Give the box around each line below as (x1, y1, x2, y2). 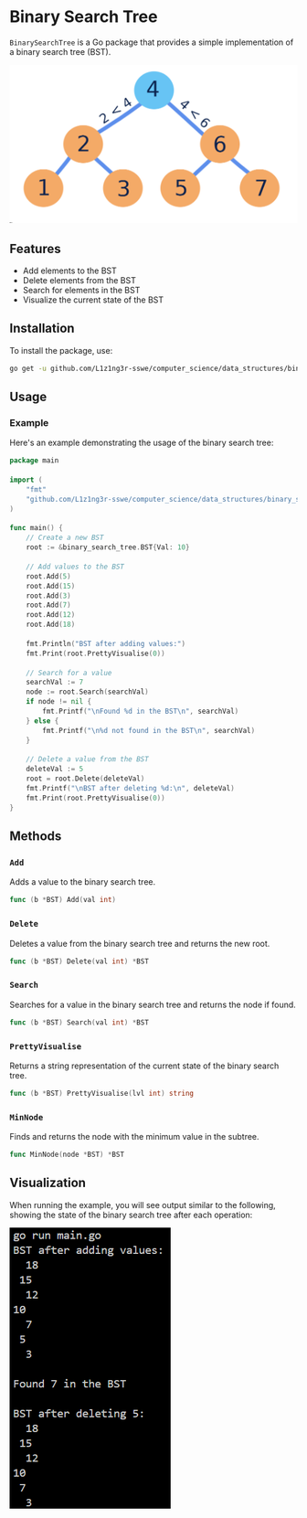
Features (9, 240, 61, 257)
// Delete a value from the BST (26, 755, 149, 764)
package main (9, 456, 59, 465)
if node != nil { (26, 697, 92, 706)
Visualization (9, 1175, 87, 1191)
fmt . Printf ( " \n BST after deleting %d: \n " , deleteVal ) (26, 784, 235, 793)
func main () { (9, 524, 64, 533)
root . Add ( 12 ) (26, 610, 76, 620)
